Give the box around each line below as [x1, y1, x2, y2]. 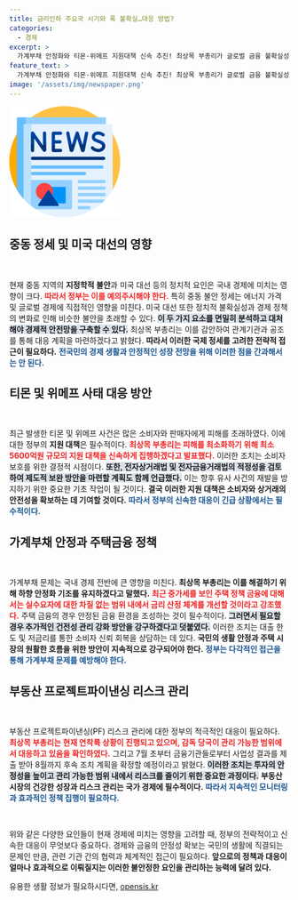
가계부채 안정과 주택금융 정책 [9, 534, 158, 550]
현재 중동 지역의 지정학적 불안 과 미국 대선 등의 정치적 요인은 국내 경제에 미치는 [9, 279, 278, 290]
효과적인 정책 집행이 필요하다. [18, 792, 120, 803]
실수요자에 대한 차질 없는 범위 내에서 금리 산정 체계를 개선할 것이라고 [25, 599, 259, 610]
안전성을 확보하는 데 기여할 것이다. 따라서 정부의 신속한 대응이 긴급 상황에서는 [9, 494, 274, 506]
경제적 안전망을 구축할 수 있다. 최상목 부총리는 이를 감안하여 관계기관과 [25, 324, 268, 334]
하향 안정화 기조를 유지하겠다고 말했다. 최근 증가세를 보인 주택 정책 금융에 [18, 588, 269, 599]
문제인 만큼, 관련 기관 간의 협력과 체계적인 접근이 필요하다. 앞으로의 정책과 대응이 [9, 851, 287, 862]
